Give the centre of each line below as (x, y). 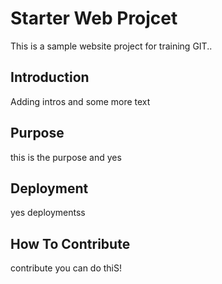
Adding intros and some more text (80, 101)
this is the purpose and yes (66, 157)
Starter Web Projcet (94, 18)
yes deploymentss (48, 213)
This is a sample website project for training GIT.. (111, 46)
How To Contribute (70, 243)
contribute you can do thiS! (66, 268)
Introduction (50, 77)
